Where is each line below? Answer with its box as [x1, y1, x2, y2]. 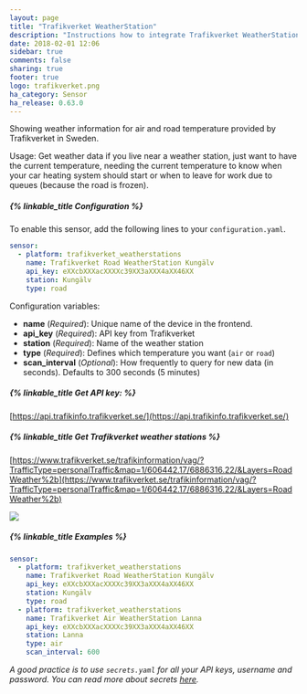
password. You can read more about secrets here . [9, 674, 199, 685]
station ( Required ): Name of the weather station [22, 337, 204, 348]
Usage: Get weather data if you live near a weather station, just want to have [9, 151, 297, 162]
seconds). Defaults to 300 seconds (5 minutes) [22, 366, 201, 377]
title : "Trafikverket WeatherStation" [9, 22, 157, 31]
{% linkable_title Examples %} [9, 531, 127, 542]
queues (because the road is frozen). [9, 180, 149, 191]
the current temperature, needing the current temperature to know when [9, 161, 282, 172]
